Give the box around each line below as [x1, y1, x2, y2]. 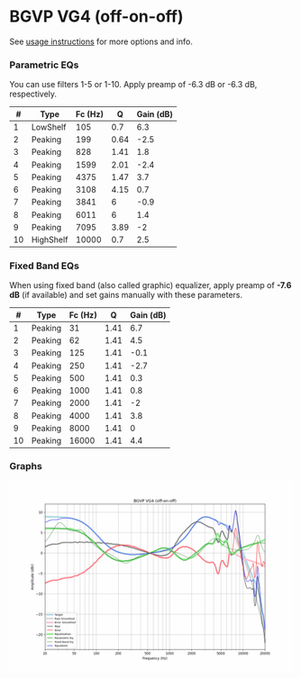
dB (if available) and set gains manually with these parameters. [9, 290, 243, 301]
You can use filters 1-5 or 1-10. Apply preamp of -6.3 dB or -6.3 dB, [9, 79, 258, 90]
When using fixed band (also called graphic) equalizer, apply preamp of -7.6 [9, 280, 292, 291]
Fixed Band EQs [9, 259, 79, 272]
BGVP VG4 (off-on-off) [9, 6, 184, 27]
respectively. [9, 88, 57, 100]
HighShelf [31, 234, 68, 245]
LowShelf [31, 122, 67, 132]
